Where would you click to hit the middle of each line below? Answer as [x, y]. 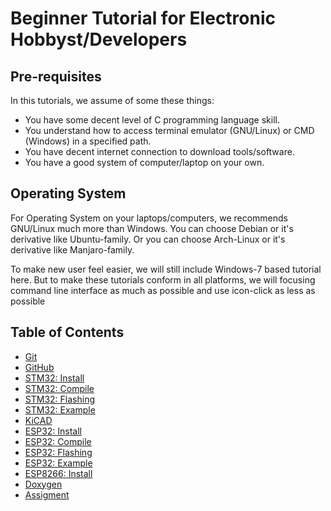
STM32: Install [54, 378]
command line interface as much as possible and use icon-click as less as [163, 290]
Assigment [47, 494]
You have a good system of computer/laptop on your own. [144, 162]
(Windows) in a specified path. [88, 141]
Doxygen [43, 484]
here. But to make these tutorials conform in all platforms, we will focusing [163, 279]
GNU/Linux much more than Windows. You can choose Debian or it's [152, 228]
